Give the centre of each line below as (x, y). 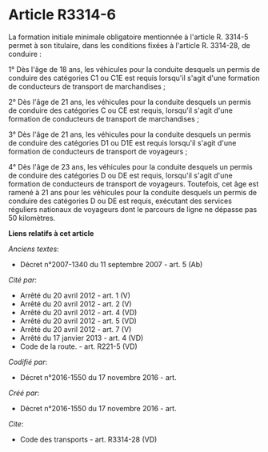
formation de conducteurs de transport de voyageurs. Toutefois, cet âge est (134, 184)
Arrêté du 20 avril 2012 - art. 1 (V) (75, 295)
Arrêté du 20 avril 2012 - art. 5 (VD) (78, 321)
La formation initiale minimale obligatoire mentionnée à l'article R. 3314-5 (128, 37)
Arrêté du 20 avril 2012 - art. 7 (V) (76, 329)
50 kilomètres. (32, 218)
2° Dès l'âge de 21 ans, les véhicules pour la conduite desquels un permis (130, 102)
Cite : (16, 424)
